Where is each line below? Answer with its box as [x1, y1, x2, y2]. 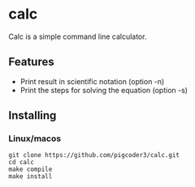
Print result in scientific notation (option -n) [19, 76, 165, 86]
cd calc [8, 159, 35, 167]
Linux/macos [8, 133, 62, 144]
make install [8, 172, 53, 181]
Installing [8, 108, 57, 122]
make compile [8, 165, 53, 174]
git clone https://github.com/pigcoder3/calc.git [8, 151, 180, 159]
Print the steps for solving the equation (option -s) [19, 85, 188, 95]
